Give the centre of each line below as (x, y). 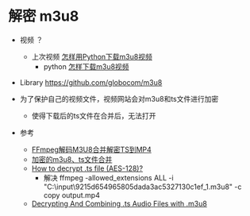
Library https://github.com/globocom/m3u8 (91, 82)
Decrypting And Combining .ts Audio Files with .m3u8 (119, 203)
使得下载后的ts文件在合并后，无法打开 (94, 115)
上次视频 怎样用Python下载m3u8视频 (92, 56)
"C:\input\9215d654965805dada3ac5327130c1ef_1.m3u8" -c (142, 187)
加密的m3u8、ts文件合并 (72, 159)
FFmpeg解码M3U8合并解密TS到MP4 (92, 149)
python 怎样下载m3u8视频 (86, 66)
